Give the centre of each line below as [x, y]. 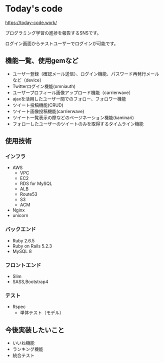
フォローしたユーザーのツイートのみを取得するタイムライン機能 [78, 123]
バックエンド [21, 229]
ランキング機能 [28, 349]
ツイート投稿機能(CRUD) [38, 105]
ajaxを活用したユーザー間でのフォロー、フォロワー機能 [69, 98]
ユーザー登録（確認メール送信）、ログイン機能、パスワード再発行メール [86, 73]
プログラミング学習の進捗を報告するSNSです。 [53, 32]
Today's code [34, 9]
